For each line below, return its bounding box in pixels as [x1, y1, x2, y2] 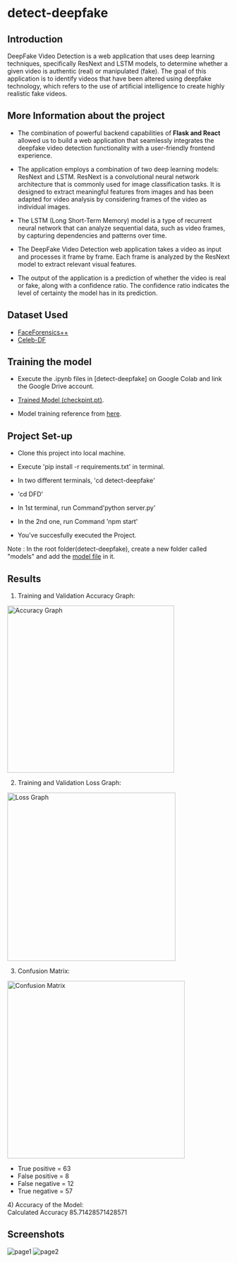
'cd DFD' [17, 490, 44, 499]
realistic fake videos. [7, 90, 68, 98]
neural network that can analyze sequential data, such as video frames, [17, 223, 226, 232]
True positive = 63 [17, 1165, 71, 1173]
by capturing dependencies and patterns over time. [17, 231, 167, 240]
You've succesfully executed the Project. [17, 531, 137, 540]
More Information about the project [7, 110, 165, 122]
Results [7, 573, 42, 585]
